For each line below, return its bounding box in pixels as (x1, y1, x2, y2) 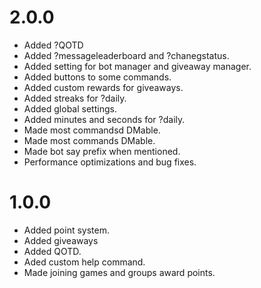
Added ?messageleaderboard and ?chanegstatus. (23, 49, 230, 61)
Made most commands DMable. (23, 134, 156, 146)
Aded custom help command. (23, 256, 146, 268)
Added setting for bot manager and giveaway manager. (23, 60, 252, 72)
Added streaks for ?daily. (23, 92, 127, 104)
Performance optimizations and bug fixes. (23, 156, 197, 168)
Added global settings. (23, 102, 117, 115)
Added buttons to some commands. (23, 71, 172, 83)
